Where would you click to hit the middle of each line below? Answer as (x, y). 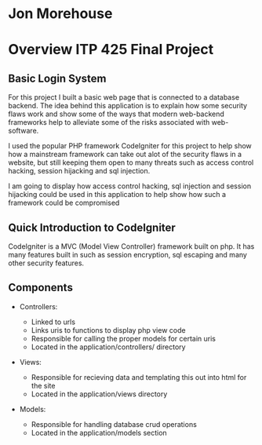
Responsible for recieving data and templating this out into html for (139, 377)
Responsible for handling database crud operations (114, 424)
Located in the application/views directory (99, 394)
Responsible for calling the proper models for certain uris (123, 338)
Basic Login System (57, 78)
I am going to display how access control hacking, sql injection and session (130, 186)
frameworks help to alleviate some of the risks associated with (109, 122)
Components (40, 288)
